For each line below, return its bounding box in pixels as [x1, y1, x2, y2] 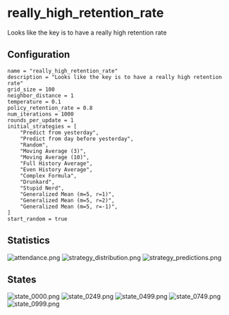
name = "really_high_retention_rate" [7, 67, 118, 75]
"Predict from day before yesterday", [20, 135, 134, 142]
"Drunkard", [20, 178, 55, 185]
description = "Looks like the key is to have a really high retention [7, 73, 222, 80]
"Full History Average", [20, 160, 93, 167]
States [7, 273, 37, 285]
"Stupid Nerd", [20, 185, 65, 192]
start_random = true [7, 215, 68, 223]
